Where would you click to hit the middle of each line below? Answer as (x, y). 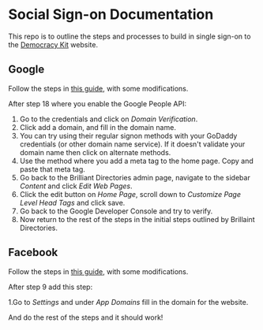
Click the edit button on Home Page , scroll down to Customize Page (130, 194)
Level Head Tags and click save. (72, 202)
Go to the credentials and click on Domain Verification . (109, 119)
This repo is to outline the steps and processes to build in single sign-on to (130, 36)
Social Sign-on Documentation (111, 15)
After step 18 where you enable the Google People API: (98, 103)
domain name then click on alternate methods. (95, 152)
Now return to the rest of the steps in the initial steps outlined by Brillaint (137, 219)
